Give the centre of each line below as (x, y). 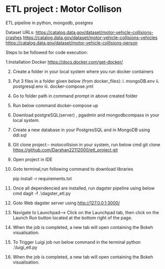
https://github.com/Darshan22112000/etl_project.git (65, 150)
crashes (14, 38)
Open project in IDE (33, 159)
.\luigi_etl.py (25, 247)
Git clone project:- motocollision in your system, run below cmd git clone (86, 145)
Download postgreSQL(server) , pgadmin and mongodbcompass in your (86, 115)
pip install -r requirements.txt (42, 178)
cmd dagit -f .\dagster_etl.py (42, 193)
